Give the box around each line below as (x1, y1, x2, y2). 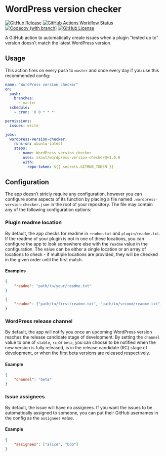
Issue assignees (5, 393, 45, 400)
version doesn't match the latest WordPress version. (5, 40, 112, 45)
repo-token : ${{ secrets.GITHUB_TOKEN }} (27, 164, 114, 169)
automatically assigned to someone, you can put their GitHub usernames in (5, 410, 158, 415)
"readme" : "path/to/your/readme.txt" (14, 283, 92, 289)
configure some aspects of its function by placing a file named (5, 196, 132, 202)
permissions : (5, 119, 32, 124)
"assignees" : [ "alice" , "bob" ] (14, 442, 79, 447)
